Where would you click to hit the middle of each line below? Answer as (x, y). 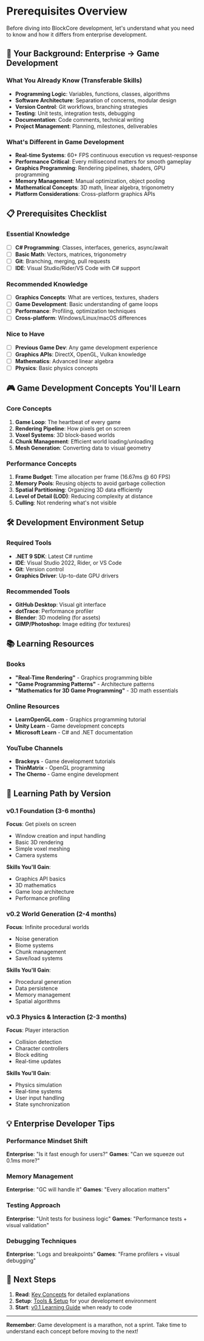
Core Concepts (29, 409)
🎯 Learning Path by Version (59, 793)
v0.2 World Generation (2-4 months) (61, 914)
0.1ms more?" (23, 1161)
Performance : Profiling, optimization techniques (76, 311)
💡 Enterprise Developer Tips (61, 1123)
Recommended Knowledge (47, 284)
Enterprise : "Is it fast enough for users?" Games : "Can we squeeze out (95, 1154)
